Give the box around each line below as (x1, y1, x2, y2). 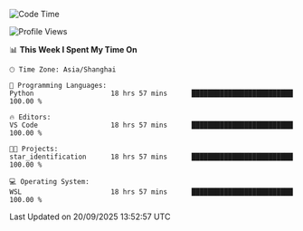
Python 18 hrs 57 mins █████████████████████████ (9, 89, 294, 98)
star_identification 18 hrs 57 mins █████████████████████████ (9, 152, 294, 161)
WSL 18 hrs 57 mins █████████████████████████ (9, 188, 294, 197)
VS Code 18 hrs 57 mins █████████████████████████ (9, 120, 294, 130)
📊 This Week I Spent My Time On (9, 44, 137, 54)
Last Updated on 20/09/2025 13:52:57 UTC (9, 211, 171, 222)
